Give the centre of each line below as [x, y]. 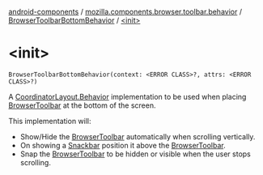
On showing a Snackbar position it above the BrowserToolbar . [123, 145]
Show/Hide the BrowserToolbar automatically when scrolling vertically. [138, 136]
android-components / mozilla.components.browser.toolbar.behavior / [125, 12]
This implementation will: [50, 121]
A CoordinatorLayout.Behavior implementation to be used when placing [127, 96]
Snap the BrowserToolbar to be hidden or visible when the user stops [135, 154]
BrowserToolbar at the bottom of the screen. [82, 105]
